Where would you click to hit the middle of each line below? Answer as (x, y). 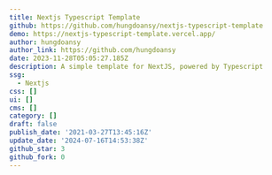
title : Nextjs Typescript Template (75, 17)
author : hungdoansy (45, 42)
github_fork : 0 (37, 157)
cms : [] (23, 108)
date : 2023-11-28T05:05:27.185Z (69, 58)
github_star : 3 (37, 148)
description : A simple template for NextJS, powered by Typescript (136, 67)
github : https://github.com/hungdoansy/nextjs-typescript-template (136, 26)
